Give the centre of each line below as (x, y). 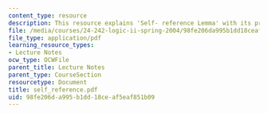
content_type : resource (48, 16)
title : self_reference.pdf (53, 90)
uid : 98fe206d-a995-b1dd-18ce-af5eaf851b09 (82, 97)
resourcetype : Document (48, 82)
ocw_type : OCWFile (39, 60)
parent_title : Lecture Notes (57, 68)
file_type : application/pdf (55, 38)
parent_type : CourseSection (55, 75)
